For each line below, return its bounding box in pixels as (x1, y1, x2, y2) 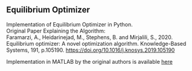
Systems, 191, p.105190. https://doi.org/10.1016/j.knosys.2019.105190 (6, 46, 175, 54)
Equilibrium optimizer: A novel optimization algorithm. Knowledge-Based (6, 40, 187, 47)
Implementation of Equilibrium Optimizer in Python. (6, 20, 133, 28)
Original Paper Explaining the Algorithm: (6, 27, 106, 34)
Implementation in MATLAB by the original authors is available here (6, 58, 173, 65)
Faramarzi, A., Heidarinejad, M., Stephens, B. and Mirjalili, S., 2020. (6, 33, 173, 41)
